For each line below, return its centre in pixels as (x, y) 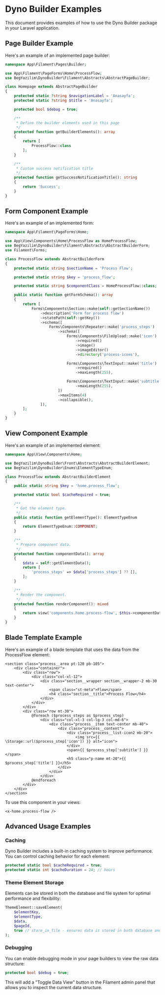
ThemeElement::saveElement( (34, 908)
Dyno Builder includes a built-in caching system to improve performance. (79, 851)
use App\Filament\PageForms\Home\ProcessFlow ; (54, 73)
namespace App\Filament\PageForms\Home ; (47, 232)
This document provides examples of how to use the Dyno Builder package (81, 23)
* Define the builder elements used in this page (68, 123)
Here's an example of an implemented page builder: (57, 55)
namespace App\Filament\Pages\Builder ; (46, 64)
